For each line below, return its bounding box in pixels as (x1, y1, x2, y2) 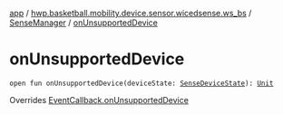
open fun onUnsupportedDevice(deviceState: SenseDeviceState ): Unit (9, 79, 274, 88)
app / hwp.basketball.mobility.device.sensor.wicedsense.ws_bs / (9, 8, 252, 18)
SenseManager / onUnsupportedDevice (9, 17, 159, 28)
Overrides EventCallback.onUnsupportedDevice (9, 94, 189, 105)
